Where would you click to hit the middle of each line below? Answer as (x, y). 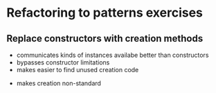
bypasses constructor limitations (63, 62)
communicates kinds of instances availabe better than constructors (112, 55)
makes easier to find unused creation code (78, 70)
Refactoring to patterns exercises (105, 13)
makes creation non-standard (59, 83)
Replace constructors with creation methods (105, 39)
